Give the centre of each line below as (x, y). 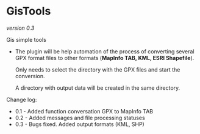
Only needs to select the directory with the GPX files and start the (98, 69)
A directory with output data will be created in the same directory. (98, 88)
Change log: (22, 99)
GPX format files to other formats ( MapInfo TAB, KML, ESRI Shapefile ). (105, 58)
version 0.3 (20, 28)
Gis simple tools (27, 39)
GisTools (29, 11)
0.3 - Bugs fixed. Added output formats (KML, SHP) (80, 124)
